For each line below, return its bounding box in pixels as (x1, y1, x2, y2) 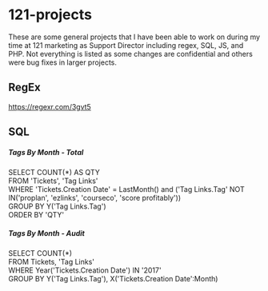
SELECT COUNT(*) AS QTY (8, 168, 100, 177)
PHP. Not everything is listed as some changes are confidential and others (8, 49, 254, 58)
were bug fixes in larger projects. (8, 58, 118, 67)
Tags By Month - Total (8, 147, 84, 157)
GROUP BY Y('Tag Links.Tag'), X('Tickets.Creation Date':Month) (8, 274, 218, 284)
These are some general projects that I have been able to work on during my (8, 32, 261, 42)
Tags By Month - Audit (8, 228, 86, 237)
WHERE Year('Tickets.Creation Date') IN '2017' (8, 265, 162, 275)
